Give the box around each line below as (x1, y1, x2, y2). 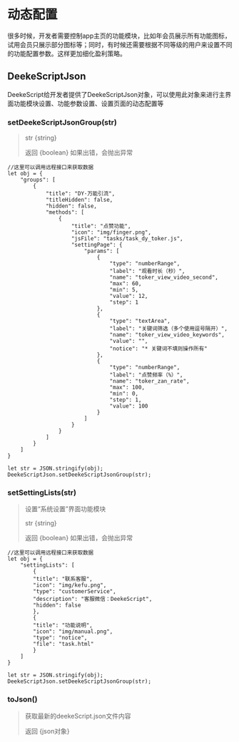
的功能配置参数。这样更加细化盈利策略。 (7, 49, 126, 58)
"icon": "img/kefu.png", (33, 582, 107, 589)
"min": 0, (109, 390, 139, 398)
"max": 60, (109, 280, 142, 287)
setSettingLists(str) (7, 488, 77, 498)
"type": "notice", (33, 634, 88, 641)
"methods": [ (45, 209, 84, 216)
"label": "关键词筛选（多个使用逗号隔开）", (109, 325, 228, 332)
